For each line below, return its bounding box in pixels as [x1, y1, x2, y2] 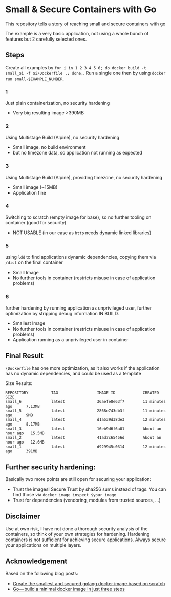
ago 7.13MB [5, 404, 40, 409]
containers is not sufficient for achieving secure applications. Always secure [5, 536, 166, 543]
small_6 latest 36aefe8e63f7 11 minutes [5, 399, 166, 405]
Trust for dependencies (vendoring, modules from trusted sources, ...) [12, 497, 161, 504]
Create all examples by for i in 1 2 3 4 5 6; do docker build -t [5, 64, 147, 70]
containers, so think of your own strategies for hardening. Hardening [5, 531, 150, 537]
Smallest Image [12, 320, 46, 326]
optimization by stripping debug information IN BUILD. [5, 310, 119, 316]
